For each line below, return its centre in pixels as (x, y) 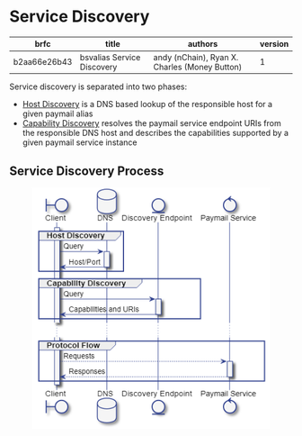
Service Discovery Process (87, 171)
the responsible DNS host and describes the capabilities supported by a (155, 133)
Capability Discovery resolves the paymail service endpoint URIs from (151, 123)
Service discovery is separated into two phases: (98, 86)
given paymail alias (58, 114)
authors (203, 44)
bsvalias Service (110, 57)
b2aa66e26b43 (43, 62)
